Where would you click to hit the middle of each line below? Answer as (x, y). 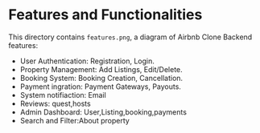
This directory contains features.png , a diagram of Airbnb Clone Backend (130, 37)
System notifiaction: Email (63, 95)
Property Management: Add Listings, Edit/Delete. (101, 69)
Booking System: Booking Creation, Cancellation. (101, 78)
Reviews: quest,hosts (55, 103)
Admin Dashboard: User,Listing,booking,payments (103, 112)
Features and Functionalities (105, 15)
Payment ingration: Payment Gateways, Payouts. (100, 87)
